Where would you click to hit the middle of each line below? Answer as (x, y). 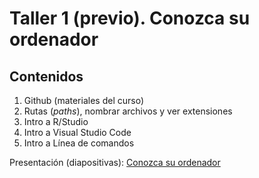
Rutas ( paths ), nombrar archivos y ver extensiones (128, 111)
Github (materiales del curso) (83, 100)
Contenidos (46, 76)
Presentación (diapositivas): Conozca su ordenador (115, 162)
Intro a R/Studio (56, 121)
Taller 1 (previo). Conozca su (130, 18)
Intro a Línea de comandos (79, 143)
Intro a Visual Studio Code (77, 132)
